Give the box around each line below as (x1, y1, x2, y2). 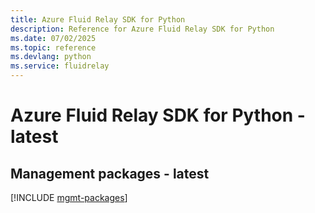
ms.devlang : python (10, 52, 92, 62)
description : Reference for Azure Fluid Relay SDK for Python (10, 24, 275, 34)
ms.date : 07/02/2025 (10, 33, 97, 43)
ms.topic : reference (10, 42, 97, 53)
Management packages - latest (10, 165, 210, 182)
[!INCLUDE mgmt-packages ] (10, 192, 128, 203)
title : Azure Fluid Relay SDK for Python (10, 14, 186, 25)
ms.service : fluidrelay (10, 61, 110, 71)
